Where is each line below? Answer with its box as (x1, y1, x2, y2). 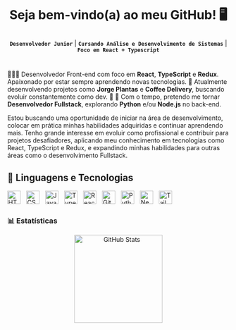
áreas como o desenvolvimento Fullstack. (7, 151, 128, 160)
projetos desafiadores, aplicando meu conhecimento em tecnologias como (7, 136, 225, 145)
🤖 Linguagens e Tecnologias (7, 171, 134, 183)
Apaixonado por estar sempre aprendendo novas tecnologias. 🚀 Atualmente (7, 78, 228, 86)
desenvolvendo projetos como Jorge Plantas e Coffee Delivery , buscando (7, 85, 225, 94)
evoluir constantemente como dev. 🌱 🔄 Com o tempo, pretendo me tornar (7, 92, 221, 101)
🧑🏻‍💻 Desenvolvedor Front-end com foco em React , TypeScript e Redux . (7, 70, 219, 79)
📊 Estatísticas (7, 216, 58, 226)
